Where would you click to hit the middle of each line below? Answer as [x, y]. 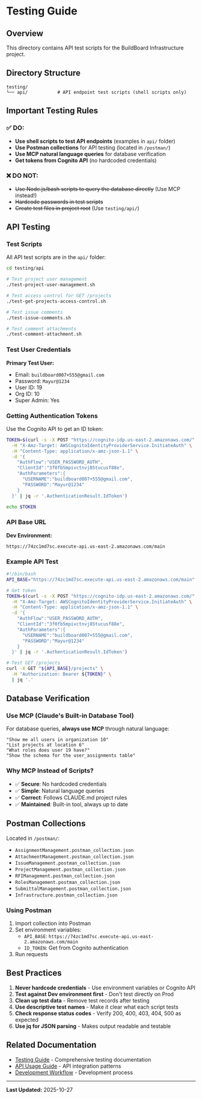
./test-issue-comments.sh [38, 318]
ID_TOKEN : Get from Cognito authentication [76, 948]
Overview [25, 33]
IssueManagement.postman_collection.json [67, 863]
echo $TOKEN [21, 507]
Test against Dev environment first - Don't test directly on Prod [94, 994]
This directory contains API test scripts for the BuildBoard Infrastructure [95, 48]
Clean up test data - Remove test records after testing [82, 1000]
